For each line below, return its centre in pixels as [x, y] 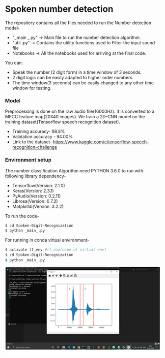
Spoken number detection [59, 9]
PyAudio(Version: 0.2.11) [37, 196]
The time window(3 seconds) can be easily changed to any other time [83, 83]
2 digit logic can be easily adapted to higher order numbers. [73, 77]
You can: [14, 63]
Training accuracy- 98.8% [39, 131]
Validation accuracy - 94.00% [42, 137]
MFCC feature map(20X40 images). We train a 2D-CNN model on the [75, 117]
